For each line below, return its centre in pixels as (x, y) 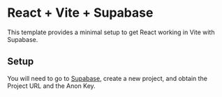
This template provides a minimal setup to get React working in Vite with (111, 32)
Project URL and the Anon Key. (51, 86)
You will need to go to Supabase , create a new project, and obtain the (108, 78)
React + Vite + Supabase (80, 13)
